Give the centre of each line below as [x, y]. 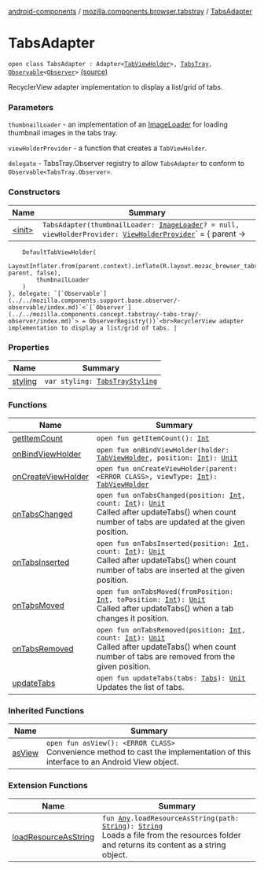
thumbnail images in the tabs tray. [63, 133]
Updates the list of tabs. [141, 688]
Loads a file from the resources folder [171, 835]
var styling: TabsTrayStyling [101, 381]
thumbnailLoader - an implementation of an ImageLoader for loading [118, 124]
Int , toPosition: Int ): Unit [151, 600]
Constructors [34, 192]
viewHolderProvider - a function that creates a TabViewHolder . [108, 148]
